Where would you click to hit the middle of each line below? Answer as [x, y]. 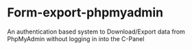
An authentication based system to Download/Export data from [96, 32]
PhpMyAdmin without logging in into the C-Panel [76, 38]
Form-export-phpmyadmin [85, 13]
